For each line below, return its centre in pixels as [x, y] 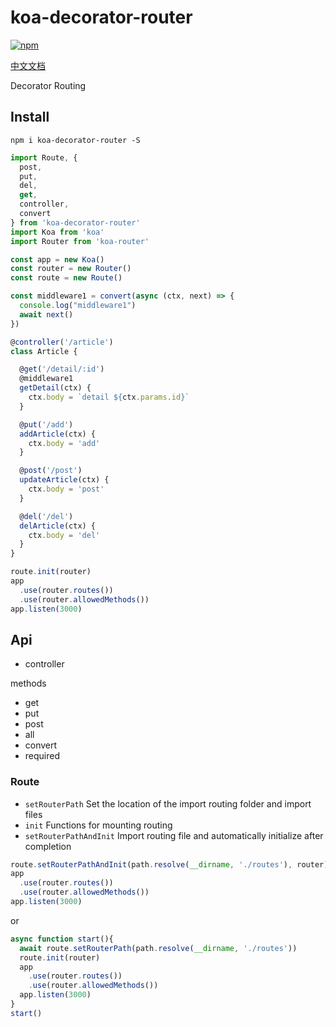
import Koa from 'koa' [57, 232]
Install [30, 117]
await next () [46, 314]
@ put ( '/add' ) [46, 424]
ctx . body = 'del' [64, 535]
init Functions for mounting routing [98, 825]
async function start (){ [62, 939]
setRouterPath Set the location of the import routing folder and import [168, 803]
